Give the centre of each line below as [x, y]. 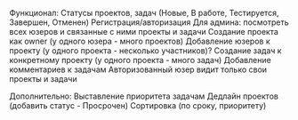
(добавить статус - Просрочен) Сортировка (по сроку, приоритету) [138, 105]
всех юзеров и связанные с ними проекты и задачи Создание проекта [144, 32]
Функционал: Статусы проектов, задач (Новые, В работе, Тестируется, [144, 13]
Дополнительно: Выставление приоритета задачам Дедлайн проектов [144, 96]
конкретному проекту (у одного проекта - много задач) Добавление [140, 60]
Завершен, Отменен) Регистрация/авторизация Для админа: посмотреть [149, 22]
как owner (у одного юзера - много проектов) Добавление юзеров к [140, 41]
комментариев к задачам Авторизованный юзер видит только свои [138, 69]
